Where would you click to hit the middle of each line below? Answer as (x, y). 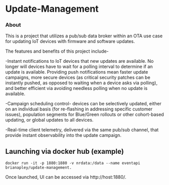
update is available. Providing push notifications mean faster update (77, 72)
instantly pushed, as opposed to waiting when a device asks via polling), (81, 83)
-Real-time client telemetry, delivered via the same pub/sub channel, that (82, 130)
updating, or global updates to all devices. (49, 120)
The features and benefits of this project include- (57, 51)
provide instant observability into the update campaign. (63, 135)
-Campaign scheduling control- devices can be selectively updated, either (83, 104)
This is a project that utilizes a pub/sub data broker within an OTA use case (84, 36)
